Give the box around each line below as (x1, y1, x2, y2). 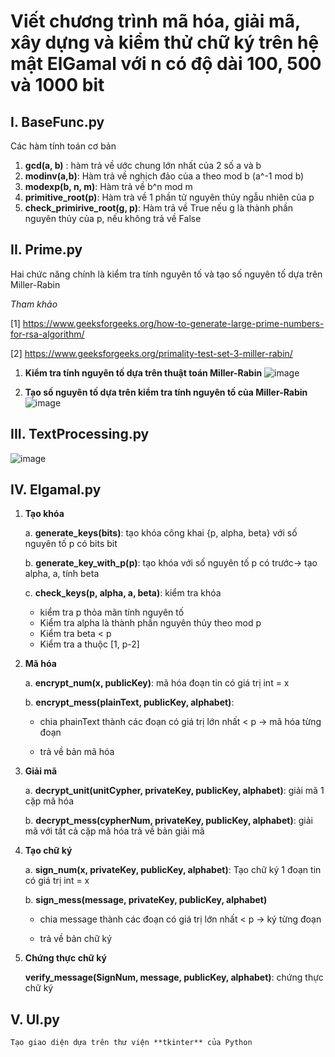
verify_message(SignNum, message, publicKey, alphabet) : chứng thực (24, 971, 324, 984)
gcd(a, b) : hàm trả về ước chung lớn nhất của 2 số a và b (24, 160, 262, 171)
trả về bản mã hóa (39, 746, 115, 758)
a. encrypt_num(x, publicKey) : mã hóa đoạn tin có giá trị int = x (24, 677, 290, 689)
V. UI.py (10, 1011, 60, 1028)
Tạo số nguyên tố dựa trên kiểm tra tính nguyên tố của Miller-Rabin (24, 386, 308, 398)
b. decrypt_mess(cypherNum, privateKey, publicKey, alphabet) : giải (24, 815, 313, 827)
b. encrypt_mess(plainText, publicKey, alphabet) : (24, 696, 235, 709)
